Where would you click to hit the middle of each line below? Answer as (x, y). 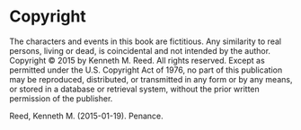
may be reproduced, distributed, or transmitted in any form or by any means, (151, 79)
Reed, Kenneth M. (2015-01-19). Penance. (86, 116)
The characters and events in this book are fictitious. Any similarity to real (145, 41)
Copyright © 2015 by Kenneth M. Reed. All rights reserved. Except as (137, 60)
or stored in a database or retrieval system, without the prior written (135, 89)
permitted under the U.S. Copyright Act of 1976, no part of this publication (146, 70)
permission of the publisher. (61, 98)
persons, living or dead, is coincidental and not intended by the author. (140, 50)
